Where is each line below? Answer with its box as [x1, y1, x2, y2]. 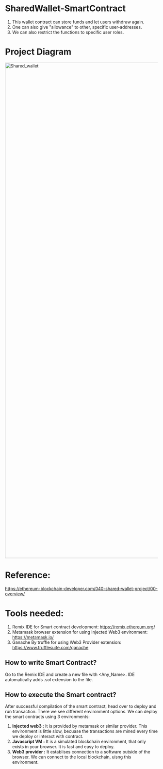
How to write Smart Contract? [5, 658, 97, 667]
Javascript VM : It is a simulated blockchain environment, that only [12, 738, 147, 745]
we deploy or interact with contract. [12, 734, 83, 739]
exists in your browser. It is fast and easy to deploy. [12, 744, 115, 750]
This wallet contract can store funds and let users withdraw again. [12, 19, 145, 25]
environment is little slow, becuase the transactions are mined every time [12, 728, 158, 734]
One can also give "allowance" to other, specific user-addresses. [12, 24, 142, 30]
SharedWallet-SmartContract [5, 3, 126, 14]
